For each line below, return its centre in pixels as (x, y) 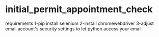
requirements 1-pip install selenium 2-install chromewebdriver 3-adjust (79, 23)
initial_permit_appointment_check (79, 9)
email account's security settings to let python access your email (73, 28)
